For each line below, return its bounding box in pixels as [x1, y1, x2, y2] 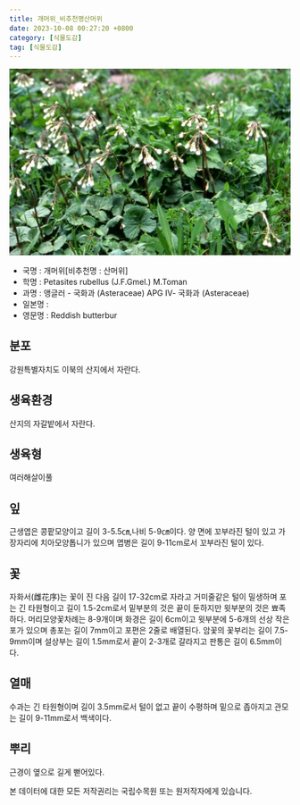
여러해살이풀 [9, 472, 54, 482]
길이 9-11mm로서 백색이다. [18, 712, 112, 723]
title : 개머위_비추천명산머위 [9, 14, 103, 23]
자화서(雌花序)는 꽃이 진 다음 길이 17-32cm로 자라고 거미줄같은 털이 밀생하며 [9, 591, 278, 602]
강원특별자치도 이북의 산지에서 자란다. [9, 364, 141, 374]
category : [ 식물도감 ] [9, 33, 82, 42]
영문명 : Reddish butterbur [21, 309, 118, 321]
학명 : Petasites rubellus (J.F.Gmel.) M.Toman [21, 276, 187, 287]
